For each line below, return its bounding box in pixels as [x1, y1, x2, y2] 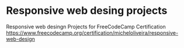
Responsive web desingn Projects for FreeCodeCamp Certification [6, 23, 166, 30]
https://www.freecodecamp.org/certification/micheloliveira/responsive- [6, 29, 179, 36]
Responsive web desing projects [6, 4, 168, 17]
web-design [6, 35, 35, 42]
